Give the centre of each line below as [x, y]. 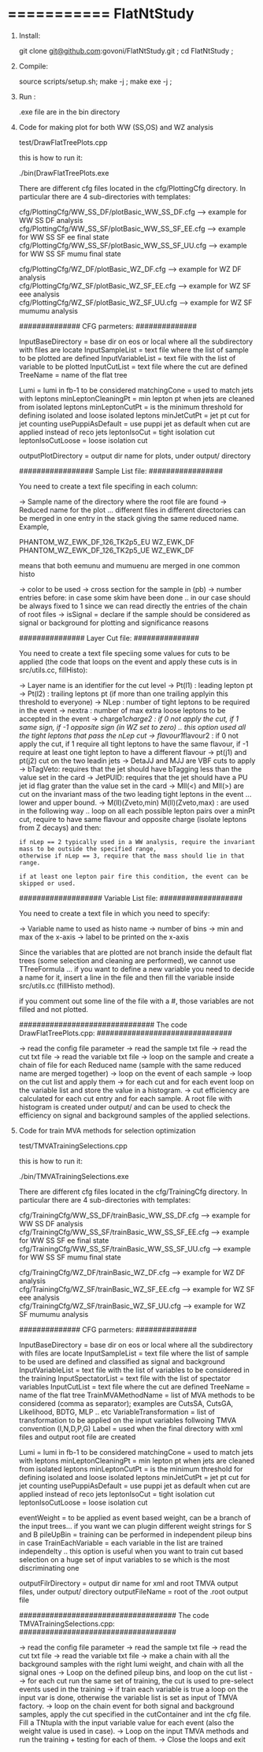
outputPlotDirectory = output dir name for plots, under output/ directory [135, 456]
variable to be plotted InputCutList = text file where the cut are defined [133, 366]
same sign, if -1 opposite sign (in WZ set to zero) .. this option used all [132, 727]
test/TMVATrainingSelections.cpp [73, 1146]
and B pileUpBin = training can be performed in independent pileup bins [135, 1534]
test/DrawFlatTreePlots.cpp [63, 142]
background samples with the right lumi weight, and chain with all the [131, 1664]
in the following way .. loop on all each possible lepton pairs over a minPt [137, 811]
